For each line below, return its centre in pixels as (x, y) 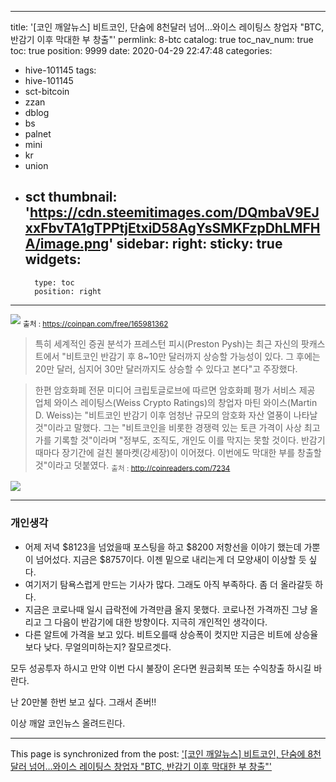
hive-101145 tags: (60, 70)
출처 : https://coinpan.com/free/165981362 (95, 324)
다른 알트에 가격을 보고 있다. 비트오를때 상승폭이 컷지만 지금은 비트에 (158, 634)
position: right (68, 291)
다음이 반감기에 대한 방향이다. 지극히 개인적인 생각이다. (161, 622)
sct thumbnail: (71, 197)
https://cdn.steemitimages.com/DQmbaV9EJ (174, 212)
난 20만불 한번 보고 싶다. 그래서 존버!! (83, 702)
